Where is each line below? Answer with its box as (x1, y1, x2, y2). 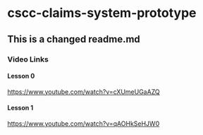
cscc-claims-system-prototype (7, 5, 197, 21)
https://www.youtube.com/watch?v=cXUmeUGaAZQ (7, 87, 160, 96)
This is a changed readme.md (7, 33, 141, 45)
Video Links (7, 54, 49, 64)
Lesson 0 (7, 72, 35, 81)
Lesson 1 (7, 104, 34, 112)
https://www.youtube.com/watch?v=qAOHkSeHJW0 (7, 119, 160, 128)
